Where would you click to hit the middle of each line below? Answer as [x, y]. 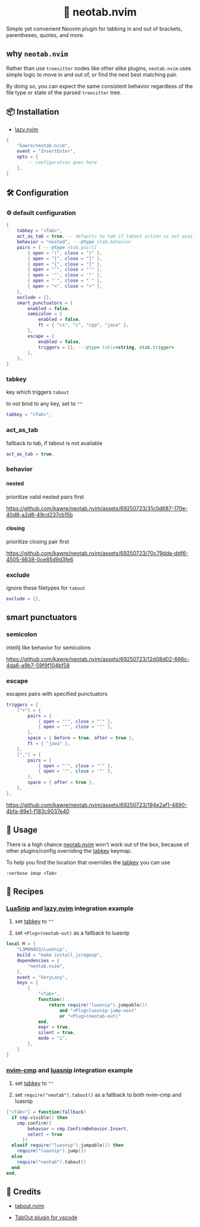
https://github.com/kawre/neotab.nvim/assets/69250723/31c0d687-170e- [97, 508]
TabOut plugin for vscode [46, 1217]
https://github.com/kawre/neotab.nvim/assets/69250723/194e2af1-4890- [97, 804]
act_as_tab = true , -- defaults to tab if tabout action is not [98, 236]
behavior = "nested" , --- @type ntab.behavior [74, 242]
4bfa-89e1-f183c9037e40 [38, 811]
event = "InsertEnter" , [46, 152]
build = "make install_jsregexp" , [60, 955]
